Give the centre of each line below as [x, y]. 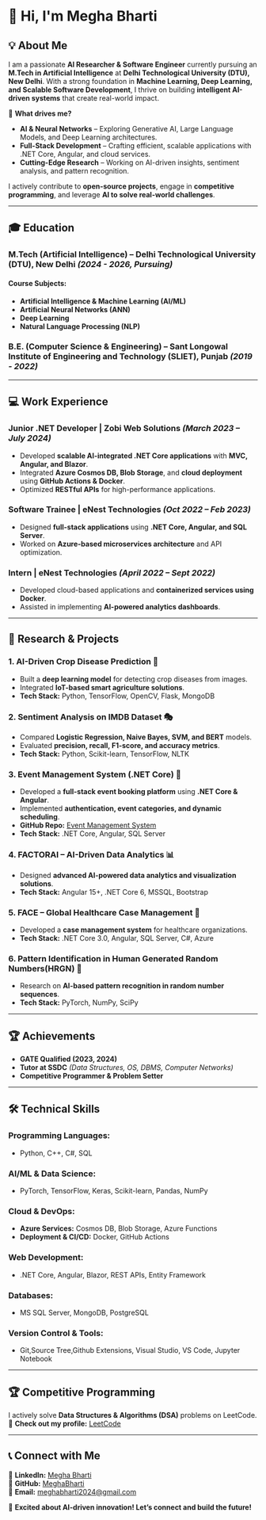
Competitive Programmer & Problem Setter [91, 1076]
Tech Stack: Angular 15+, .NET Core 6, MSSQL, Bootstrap [114, 892]
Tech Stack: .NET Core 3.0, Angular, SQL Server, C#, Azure [116, 938]
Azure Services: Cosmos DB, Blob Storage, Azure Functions [118, 1228]
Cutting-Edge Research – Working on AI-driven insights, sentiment [129, 162]
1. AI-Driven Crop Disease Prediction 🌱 [84, 662]
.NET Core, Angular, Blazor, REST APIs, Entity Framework [112, 1274]
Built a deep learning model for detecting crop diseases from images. [133, 679]
